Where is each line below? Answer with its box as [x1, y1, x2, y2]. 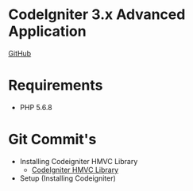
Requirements [8, 77, 103, 94]
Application [8, 22, 87, 40]
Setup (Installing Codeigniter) [19, 173, 117, 183]
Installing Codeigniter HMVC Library [19, 156, 138, 166]
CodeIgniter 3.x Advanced [8, 6, 186, 24]
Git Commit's [8, 131, 97, 148]
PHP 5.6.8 [19, 102, 53, 112]
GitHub [8, 48, 32, 58]
